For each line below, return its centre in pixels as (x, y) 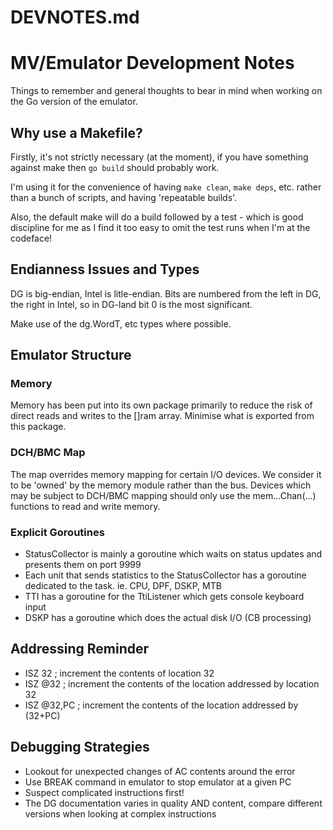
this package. (38, 427)
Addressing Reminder (80, 649)
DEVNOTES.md (75, 17)
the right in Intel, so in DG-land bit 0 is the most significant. (131, 304)
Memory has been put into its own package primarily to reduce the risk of (161, 405)
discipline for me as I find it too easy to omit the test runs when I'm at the (160, 227)
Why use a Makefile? (76, 132)
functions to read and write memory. (85, 506)
